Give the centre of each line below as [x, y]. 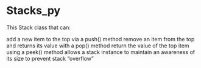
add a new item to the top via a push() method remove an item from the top [100, 39]
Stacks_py [33, 11]
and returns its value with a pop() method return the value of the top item [98, 46]
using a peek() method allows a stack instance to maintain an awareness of [101, 52]
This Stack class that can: [39, 27]
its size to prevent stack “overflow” [50, 58]
